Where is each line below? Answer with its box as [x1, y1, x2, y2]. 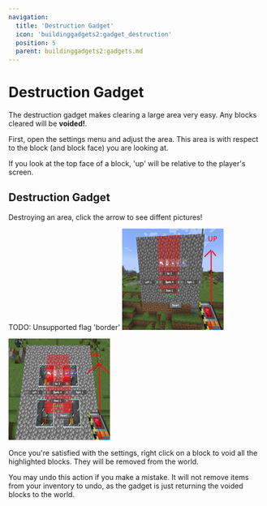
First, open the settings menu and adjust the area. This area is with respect [8, 135, 259, 144]
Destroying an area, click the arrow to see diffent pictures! [8, 212, 203, 222]
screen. [8, 167, 34, 178]
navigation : [8, 13, 49, 21]
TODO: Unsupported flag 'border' [8, 322, 120, 332]
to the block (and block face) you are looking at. [8, 143, 169, 153]
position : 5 [15, 39, 57, 47]
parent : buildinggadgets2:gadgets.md [15, 47, 144, 56]
